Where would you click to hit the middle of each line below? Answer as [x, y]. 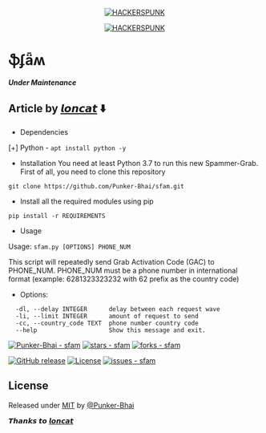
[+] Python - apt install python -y [67, 148]
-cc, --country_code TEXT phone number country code [107, 323]
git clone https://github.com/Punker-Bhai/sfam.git [96, 186]
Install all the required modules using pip [87, 201]
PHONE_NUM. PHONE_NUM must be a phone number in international [123, 270]
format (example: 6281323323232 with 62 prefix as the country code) [124, 279]
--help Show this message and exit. [111, 330]
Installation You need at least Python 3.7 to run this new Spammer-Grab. [139, 163]
